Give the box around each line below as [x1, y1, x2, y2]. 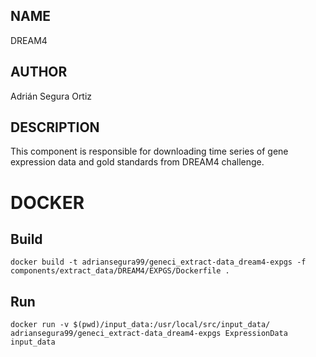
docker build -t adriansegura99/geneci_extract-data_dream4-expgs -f [10, 257, 307, 268]
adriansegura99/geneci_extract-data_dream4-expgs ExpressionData [10, 329, 288, 339]
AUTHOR [10, 64, 68, 81]
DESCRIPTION [10, 119, 100, 136]
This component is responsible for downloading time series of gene [10, 145, 289, 158]
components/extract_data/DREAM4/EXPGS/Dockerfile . [10, 266, 230, 276]
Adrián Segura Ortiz [10, 90, 93, 102]
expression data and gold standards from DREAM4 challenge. [10, 156, 265, 168]
